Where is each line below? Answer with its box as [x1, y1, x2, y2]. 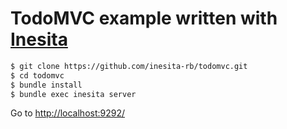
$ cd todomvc [10, 70, 65, 81]
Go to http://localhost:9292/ [10, 107, 126, 119]
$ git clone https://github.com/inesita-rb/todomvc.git [10, 61, 248, 71]
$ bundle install [10, 80, 83, 90]
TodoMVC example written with [10, 7, 278, 30]
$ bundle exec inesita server [10, 89, 137, 99]
